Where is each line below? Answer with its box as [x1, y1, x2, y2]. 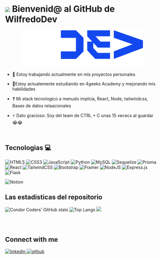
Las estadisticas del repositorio [5, 193, 102, 201]
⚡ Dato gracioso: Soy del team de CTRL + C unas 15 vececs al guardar [12, 113, 154, 119]
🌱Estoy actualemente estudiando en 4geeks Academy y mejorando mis [12, 81, 156, 87]
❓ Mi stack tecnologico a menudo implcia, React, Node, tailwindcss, [12, 96, 148, 102]
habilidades [12, 86, 36, 92]
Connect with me [5, 236, 59, 244]
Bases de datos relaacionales [12, 103, 72, 109]
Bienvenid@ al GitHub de [12, 3, 115, 15]
